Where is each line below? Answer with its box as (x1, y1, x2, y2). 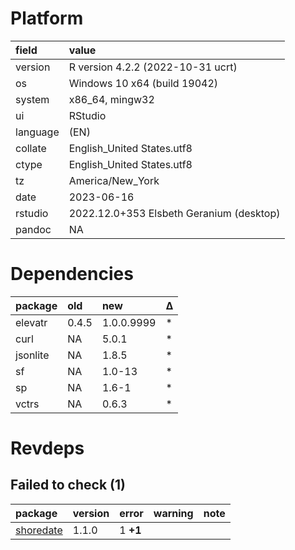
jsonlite (15, 348, 50, 362)
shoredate (15, 523, 63, 537)
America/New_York (68, 173, 160, 187)
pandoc (15, 222, 52, 236)
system (15, 92, 50, 106)
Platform (10, 7, 84, 30)
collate (15, 141, 47, 155)
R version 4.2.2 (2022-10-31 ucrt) (68, 60, 238, 74)
